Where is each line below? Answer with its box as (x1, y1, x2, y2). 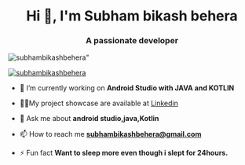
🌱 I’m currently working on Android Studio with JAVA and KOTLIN (19, 83, 235, 93)
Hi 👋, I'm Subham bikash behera (26, 7, 238, 25)
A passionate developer (85, 35, 179, 46)
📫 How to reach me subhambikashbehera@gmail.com (19, 130, 202, 139)
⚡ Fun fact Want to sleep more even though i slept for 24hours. (19, 148, 229, 158)
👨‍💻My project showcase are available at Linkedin (19, 98, 179, 108)
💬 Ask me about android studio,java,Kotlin (19, 114, 159, 123)
